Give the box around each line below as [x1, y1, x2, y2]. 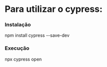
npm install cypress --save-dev [5, 32, 70, 38]
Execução [5, 45, 30, 52]
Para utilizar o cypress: [5, 3, 103, 15]
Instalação [5, 21, 31, 28]
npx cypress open [5, 56, 42, 62]
